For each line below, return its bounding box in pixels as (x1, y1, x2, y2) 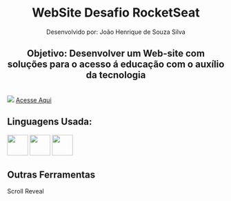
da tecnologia (86, 69, 146, 81)
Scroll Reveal (7, 187, 44, 195)
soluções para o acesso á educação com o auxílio (7, 59, 225, 70)
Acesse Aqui (15, 95, 52, 104)
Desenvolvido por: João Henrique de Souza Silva (46, 28, 186, 36)
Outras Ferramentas (7, 169, 96, 180)
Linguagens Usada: (7, 116, 92, 128)
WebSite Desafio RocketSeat (32, 5, 200, 21)
